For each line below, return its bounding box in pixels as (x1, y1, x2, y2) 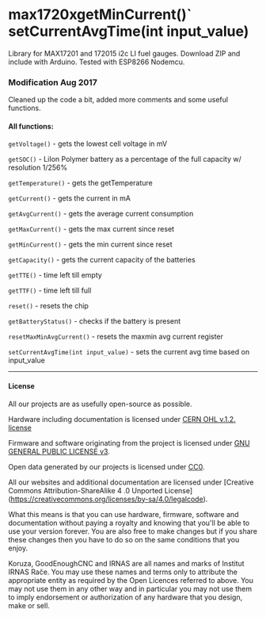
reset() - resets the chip (8, 301, 89, 311)
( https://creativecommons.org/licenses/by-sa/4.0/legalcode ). (8, 494, 208, 504)
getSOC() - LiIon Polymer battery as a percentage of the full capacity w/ (8, 155, 241, 164)
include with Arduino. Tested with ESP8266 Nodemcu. (8, 57, 185, 67)
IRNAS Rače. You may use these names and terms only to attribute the (8, 567, 238, 577)
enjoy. (8, 543, 28, 553)
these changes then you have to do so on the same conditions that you (8, 535, 240, 544)
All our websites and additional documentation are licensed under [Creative (8, 477, 254, 487)
